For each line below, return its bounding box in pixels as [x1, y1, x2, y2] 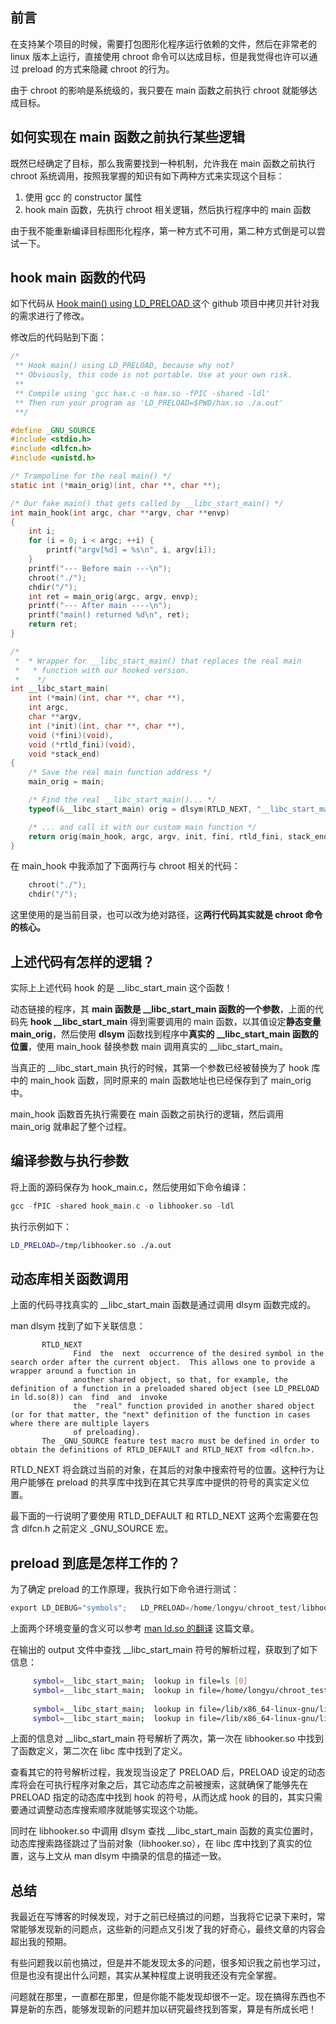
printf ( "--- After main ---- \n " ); [28, 601, 172, 611]
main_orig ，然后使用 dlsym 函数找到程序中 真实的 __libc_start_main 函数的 [10, 1028, 319, 1040]
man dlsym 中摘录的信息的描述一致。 [73, 1850, 227, 1862]
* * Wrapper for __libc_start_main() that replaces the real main [14, 656, 302, 666]
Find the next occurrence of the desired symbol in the [73, 1349, 325, 1359]
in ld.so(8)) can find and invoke [10, 1393, 168, 1403]
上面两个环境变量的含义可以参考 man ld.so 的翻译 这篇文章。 [10, 1623, 260, 1635]
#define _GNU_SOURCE [10, 425, 97, 435]
